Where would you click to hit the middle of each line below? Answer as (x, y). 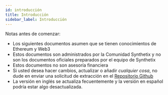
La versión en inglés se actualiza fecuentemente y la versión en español (88, 81)
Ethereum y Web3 (31, 49)
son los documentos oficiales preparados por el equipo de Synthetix (84, 60)
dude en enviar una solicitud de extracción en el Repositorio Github (83, 76)
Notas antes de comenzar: (33, 34)
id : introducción (24, 10)
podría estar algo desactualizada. (47, 87)
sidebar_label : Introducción (36, 19)
